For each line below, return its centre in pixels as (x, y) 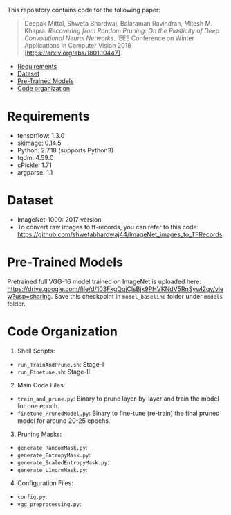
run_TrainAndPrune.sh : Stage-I (61, 364)
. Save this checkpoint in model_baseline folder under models (137, 296)
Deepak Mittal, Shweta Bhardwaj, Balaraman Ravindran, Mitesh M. (118, 23)
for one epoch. (38, 405)
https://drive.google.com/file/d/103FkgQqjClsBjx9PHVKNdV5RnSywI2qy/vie (115, 289)
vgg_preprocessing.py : (49, 504)
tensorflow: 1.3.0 (41, 135)
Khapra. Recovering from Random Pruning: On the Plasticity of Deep (122, 31)
